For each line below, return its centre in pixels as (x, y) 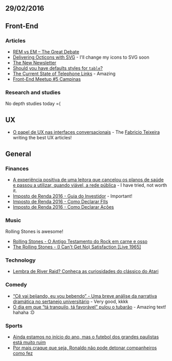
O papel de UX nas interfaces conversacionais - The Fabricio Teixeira (86, 132)
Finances (17, 168)
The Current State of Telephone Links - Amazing (64, 74)
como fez (23, 353)
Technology (21, 260)
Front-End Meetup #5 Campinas (47, 79)
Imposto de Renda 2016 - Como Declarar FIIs (60, 201)
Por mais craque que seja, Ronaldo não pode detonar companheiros (85, 348)
